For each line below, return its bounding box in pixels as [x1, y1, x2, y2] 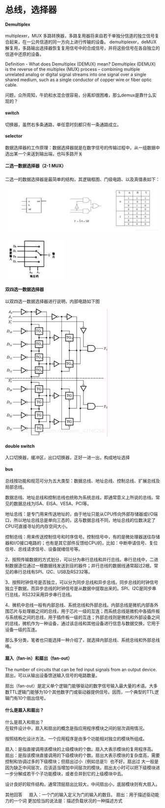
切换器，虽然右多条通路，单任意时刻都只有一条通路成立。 [5, 121, 121, 127]
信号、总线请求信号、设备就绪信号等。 [5, 546, 82, 552]
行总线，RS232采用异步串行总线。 [5, 591, 75, 598]
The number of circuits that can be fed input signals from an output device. [5, 666, 157, 672]
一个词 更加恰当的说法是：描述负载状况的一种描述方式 [13, 798, 123, 804]
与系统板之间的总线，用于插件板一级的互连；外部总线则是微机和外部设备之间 [5, 614, 160, 620]
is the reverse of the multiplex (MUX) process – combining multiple [5, 66, 140, 72]
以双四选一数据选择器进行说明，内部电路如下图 [5, 299, 100, 304]
